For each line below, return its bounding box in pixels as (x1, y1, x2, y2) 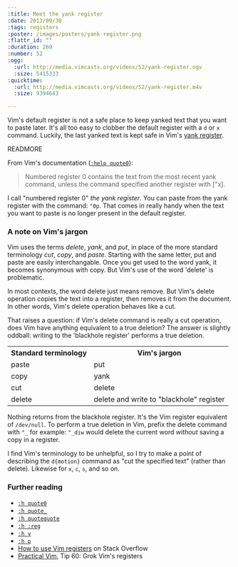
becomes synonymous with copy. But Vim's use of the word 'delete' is (7, 265, 214, 275)
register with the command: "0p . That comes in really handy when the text (7, 201, 224, 210)
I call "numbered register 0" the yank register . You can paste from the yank (7, 194, 228, 203)
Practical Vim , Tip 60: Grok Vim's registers (17, 551, 143, 560)
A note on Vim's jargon (7, 227, 88, 237)
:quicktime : (7, 76, 43, 84)
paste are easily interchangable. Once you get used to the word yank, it (7, 258, 217, 267)
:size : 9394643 (14, 90, 59, 97)
